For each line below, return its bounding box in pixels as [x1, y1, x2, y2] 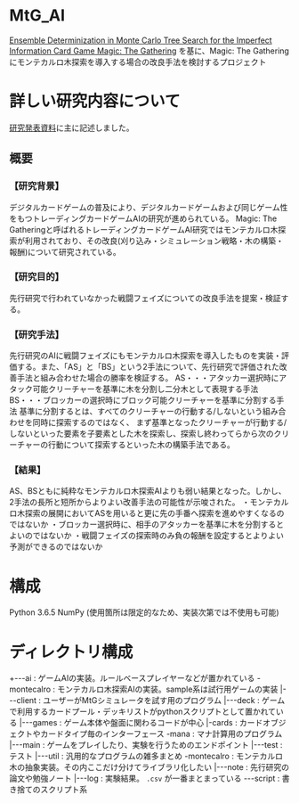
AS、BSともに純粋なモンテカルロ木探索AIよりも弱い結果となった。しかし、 [9, 486, 287, 496]
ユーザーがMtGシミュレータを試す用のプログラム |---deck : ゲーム [43, 695, 286, 706]
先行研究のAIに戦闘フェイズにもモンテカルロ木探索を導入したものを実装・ [9, 350, 282, 361]
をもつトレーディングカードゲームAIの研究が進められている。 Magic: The [9, 213, 278, 224]
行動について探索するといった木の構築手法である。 [47, 439, 236, 450]
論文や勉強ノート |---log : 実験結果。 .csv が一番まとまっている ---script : [9, 773, 280, 784]
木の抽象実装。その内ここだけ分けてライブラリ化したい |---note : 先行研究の [9, 762, 290, 773]
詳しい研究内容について [9, 91, 181, 111]
